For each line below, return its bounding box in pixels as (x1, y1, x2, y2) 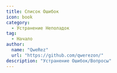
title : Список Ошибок (6, 8, 59, 15)
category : (6, 19, 31, 25)
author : (6, 42, 25, 48)
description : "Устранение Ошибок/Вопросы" (6, 58, 112, 64)
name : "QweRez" (11, 47, 49, 53)
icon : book (6, 14, 33, 20)
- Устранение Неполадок (11, 25, 69, 31)
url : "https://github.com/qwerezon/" (11, 52, 104, 58)
